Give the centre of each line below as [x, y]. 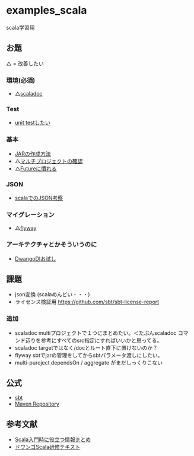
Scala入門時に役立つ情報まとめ [53, 439]
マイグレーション [31, 214]
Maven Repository [37, 404]
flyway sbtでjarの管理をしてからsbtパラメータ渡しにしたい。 [89, 355]
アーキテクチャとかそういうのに [52, 245]
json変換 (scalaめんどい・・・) [52, 294]
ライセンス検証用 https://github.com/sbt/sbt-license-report [87, 302]
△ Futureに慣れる [36, 168]
